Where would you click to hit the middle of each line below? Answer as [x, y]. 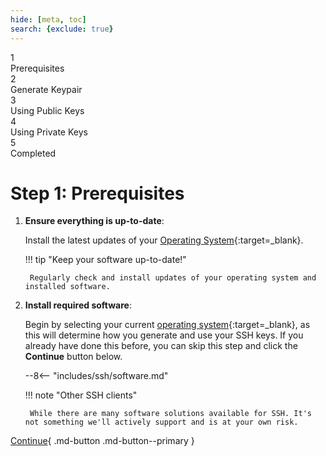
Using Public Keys [47, 110]
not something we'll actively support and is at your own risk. [161, 422]
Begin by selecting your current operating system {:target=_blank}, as [167, 325]
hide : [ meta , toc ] [48, 19]
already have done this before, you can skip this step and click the [161, 346]
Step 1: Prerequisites [97, 193]
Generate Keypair [46, 89]
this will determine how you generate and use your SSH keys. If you [164, 335]
